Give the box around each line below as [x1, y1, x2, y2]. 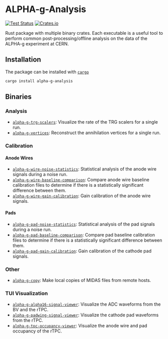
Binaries [5, 92, 32, 101]
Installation [5, 55, 41, 64]
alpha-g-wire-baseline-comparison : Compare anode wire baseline [12, 177, 149, 183]
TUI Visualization [5, 290, 48, 297]
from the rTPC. [12, 317, 44, 323]
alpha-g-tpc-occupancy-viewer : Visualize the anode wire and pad [12, 323, 147, 329]
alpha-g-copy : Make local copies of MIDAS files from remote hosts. [12, 277, 151, 283]
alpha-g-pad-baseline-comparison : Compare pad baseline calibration [12, 232, 155, 238]
